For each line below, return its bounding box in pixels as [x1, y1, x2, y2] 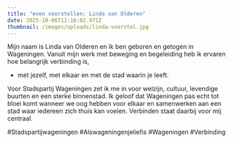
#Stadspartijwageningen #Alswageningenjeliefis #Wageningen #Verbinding [7, 128, 226, 137]
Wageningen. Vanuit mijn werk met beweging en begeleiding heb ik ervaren [7, 50, 226, 58]
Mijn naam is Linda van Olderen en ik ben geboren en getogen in [7, 43, 194, 51]
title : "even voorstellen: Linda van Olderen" [7, 10, 146, 18]
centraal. [7, 114, 33, 123]
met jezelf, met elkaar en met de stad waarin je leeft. [17, 71, 169, 79]
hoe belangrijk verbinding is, [7, 57, 90, 66]
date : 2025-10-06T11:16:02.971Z [7, 17, 102, 24]
